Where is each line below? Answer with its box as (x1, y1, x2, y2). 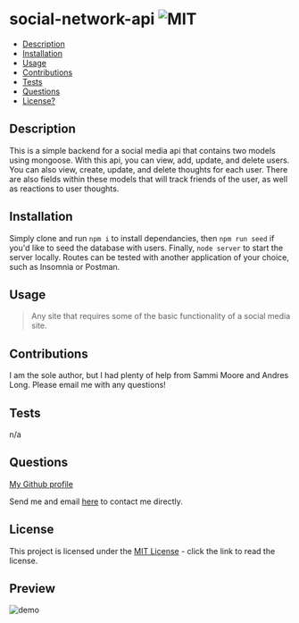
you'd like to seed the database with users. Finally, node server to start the (9, 242, 284, 253)
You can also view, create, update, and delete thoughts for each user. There (9, 164, 288, 174)
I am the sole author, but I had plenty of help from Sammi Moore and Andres (9, 370, 289, 381)
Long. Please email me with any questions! (9, 380, 167, 391)
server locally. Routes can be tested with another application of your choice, (9, 251, 290, 263)
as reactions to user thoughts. (9, 183, 120, 194)
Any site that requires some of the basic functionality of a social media (30, 311, 291, 322)
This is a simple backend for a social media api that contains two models (9, 145, 276, 156)
